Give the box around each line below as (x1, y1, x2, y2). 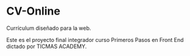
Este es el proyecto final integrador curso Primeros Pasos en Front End (6, 36, 184, 43)
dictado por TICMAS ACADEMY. (6, 43, 87, 50)
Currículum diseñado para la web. (6, 24, 91, 32)
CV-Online (6, 4, 61, 18)
